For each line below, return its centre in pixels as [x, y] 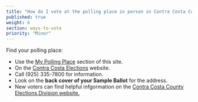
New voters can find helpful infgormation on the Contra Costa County [99, 87]
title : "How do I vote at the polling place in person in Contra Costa [96, 11]
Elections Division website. [47, 93]
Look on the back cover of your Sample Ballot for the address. [91, 81]
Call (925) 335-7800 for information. [59, 74]
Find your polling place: [34, 50]
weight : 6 [18, 22]
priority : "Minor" [29, 34]
